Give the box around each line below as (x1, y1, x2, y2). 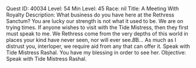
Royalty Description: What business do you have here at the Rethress (6, 11, 175, 18)
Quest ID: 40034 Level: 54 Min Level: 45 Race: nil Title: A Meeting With (6, 5, 179, 12)
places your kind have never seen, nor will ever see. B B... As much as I (6, 37, 177, 43)
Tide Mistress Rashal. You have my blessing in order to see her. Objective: (6, 49, 187, 56)
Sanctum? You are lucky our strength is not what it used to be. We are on (6, 18, 184, 24)
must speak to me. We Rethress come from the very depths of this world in (6, 30, 189, 37)
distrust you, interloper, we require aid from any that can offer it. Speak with (6, 43, 191, 50)
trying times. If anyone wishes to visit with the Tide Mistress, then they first (6, 24, 189, 31)
